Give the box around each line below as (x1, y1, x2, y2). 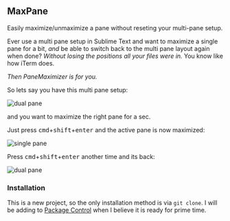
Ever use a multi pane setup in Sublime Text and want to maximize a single (7, 37, 218, 45)
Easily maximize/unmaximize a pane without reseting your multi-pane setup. (7, 23, 223, 32)
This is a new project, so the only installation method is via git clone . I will (7, 199, 218, 207)
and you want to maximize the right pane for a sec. (7, 112, 151, 120)
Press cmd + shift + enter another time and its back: (7, 152, 156, 160)
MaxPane (7, 6, 49, 17)
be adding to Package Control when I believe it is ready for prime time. (7, 206, 207, 214)
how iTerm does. (7, 59, 55, 67)
